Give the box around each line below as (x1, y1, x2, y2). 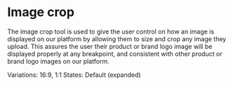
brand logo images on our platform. (7, 57, 110, 65)
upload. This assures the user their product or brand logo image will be (7, 42, 213, 50)
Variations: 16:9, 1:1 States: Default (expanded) (7, 71, 142, 79)
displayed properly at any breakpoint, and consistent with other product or (7, 50, 222, 58)
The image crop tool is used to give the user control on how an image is (7, 27, 215, 36)
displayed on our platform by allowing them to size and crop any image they (7, 34, 227, 43)
